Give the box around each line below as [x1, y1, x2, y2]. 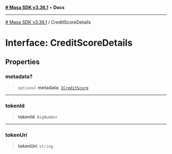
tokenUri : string [17, 143, 53, 149]
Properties [5, 57, 40, 66]
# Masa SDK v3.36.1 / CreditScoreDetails [5, 19, 91, 25]
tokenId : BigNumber [17, 114, 58, 120]
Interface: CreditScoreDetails [5, 37, 133, 49]
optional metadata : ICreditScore [17, 84, 89, 90]
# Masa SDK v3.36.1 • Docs [5, 5, 65, 10]
